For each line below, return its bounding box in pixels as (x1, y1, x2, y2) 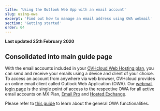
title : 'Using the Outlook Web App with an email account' (5, 7, 127, 12)
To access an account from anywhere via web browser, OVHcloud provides (5, 76, 156, 81)
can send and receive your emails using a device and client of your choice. (5, 70, 154, 76)
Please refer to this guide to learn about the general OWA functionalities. (5, 100, 149, 106)
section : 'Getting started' (5, 20, 62, 26)
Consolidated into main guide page (5, 52, 113, 61)
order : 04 (5, 25, 25, 30)
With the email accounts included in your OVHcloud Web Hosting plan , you (5, 65, 154, 71)
